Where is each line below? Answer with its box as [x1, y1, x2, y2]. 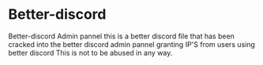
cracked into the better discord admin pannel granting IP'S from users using [8, 39, 255, 49]
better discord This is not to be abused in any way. [8, 48, 173, 57]
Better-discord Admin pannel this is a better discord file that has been [8, 31, 235, 41]
